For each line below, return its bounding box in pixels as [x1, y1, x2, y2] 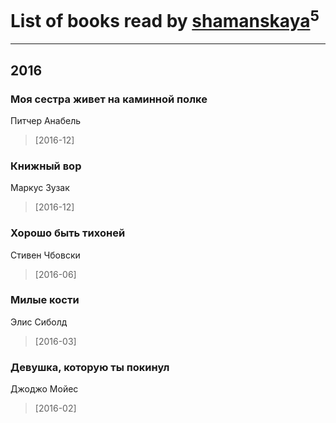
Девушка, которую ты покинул [10, 360, 170, 374]
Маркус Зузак [10, 182, 70, 194]
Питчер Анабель [10, 114, 82, 126]
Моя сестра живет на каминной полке [10, 92, 208, 106]
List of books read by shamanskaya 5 [10, 6, 320, 33]
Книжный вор [10, 159, 82, 173]
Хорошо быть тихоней [10, 226, 126, 240]
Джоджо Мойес [10, 383, 79, 395]
